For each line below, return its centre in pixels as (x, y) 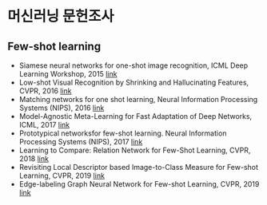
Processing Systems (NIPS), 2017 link (81, 142)
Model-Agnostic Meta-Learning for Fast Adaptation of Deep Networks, (135, 116)
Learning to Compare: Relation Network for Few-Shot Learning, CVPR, (135, 150)
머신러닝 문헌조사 (61, 16)
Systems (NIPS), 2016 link (62, 108)
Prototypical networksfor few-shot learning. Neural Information (123, 133)
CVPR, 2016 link (46, 91)
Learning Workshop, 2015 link (68, 74)
